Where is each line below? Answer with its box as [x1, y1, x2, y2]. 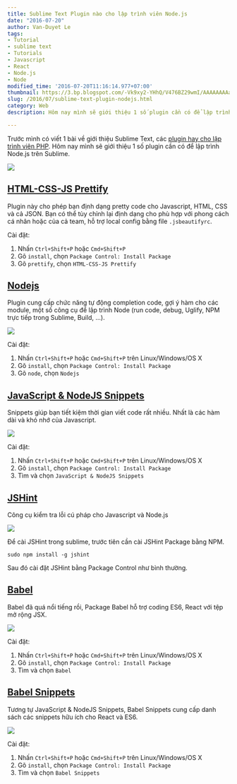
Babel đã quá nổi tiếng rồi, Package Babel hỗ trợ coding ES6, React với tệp [7, 602, 224, 611]
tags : [7, 30, 23, 37]
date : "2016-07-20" [7, 17, 65, 24]
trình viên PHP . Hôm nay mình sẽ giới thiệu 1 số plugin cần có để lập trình [7, 142, 220, 150]
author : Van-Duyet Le [7, 23, 71, 30]
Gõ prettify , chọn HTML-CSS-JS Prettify [17, 259, 136, 268]
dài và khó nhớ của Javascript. [7, 416, 97, 424]
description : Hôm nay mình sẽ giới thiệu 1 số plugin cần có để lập [7, 109, 213, 116]
